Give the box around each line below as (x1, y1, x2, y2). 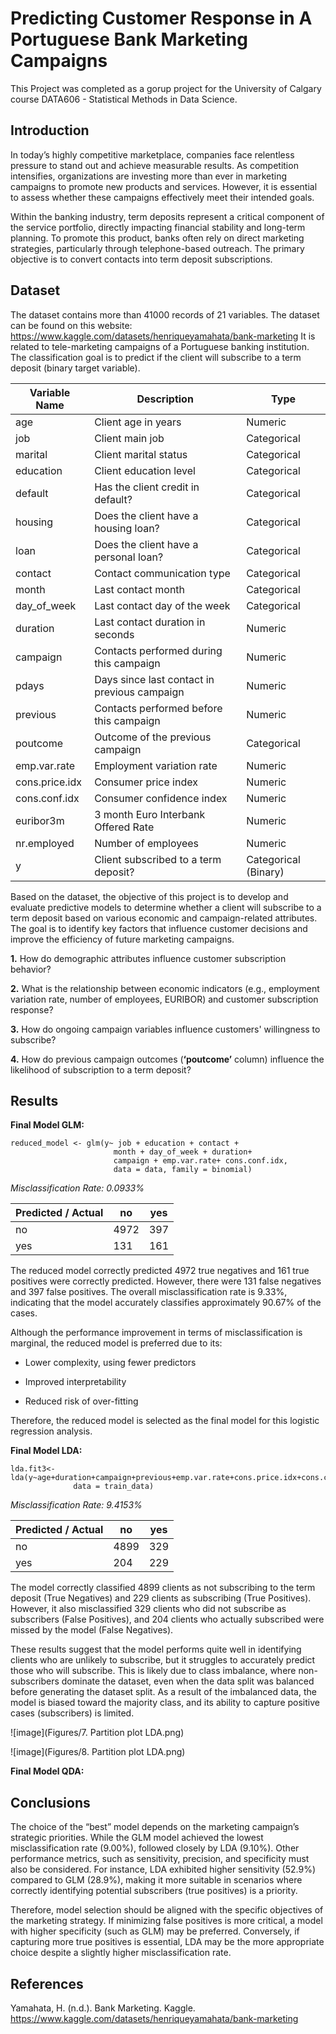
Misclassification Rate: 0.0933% (10, 1182, 145, 1194)
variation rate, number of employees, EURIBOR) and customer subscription (10, 993, 319, 1005)
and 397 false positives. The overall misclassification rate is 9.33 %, (10, 1286, 288, 1298)
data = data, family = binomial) (113, 1165, 253, 1175)
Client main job (94, 431, 165, 445)
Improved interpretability (24, 1376, 127, 1388)
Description (136, 392, 194, 406)
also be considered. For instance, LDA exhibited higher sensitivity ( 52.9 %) (10, 1863, 317, 1876)
